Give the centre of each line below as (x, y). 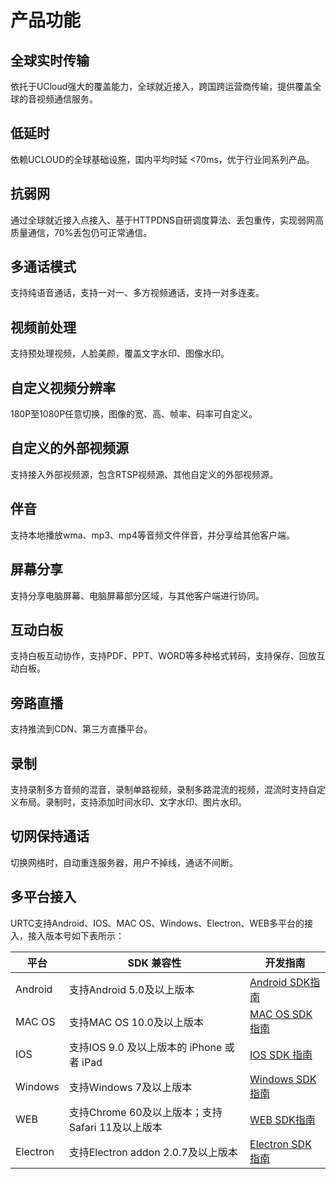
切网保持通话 (50, 836)
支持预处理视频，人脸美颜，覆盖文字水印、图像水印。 (120, 353)
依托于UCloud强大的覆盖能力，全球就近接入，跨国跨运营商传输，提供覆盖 (161, 86)
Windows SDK (283, 1079)
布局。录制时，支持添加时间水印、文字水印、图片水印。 (132, 802)
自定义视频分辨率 (63, 387)
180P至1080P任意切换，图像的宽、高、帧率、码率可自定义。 (134, 414)
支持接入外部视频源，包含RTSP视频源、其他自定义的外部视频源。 (144, 474)
